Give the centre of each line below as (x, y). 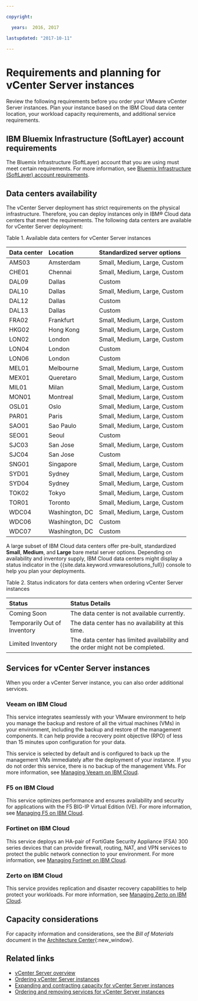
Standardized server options (140, 252)
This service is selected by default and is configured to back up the (88, 753)
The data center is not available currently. (128, 613)
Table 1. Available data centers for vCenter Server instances (79, 238)
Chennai (60, 272)
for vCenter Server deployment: (45, 226)
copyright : (19, 17)
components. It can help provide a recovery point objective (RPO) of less (94, 736)
